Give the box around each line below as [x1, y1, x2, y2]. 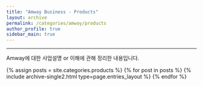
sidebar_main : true [6, 31, 56, 38]
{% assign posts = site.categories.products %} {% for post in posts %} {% [6, 67, 192, 74]
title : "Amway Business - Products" [6, 8, 98, 15]
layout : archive [6, 15, 47, 21]
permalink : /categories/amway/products [6, 20, 107, 26]
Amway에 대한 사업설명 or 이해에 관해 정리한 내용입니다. [6, 55, 140, 62]
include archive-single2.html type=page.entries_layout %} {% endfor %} [6, 73, 187, 81]
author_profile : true [6, 25, 61, 32]
